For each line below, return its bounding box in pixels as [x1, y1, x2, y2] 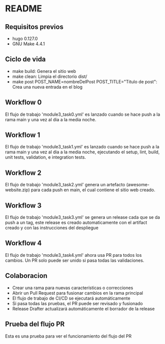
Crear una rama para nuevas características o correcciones [12, 284, 133, 291]
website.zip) [5, 187, 31, 193]
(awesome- [126, 182, 150, 188]
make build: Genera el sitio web [12, 68, 76, 74]
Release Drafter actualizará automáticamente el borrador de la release [12, 306, 155, 311]
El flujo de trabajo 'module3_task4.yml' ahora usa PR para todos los [5, 252, 142, 258]
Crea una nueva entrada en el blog [12, 84, 83, 90]
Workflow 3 [5, 201, 42, 209]
